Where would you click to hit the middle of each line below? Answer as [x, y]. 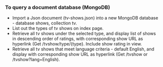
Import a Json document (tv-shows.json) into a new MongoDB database [85, 18]
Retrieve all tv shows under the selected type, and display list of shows [84, 34]
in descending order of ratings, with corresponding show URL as [78, 39]
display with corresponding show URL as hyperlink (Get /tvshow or [80, 54]
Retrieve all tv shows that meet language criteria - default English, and [83, 49]
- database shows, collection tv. [44, 23]
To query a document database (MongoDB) [58, 7]
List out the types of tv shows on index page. [58, 28]
